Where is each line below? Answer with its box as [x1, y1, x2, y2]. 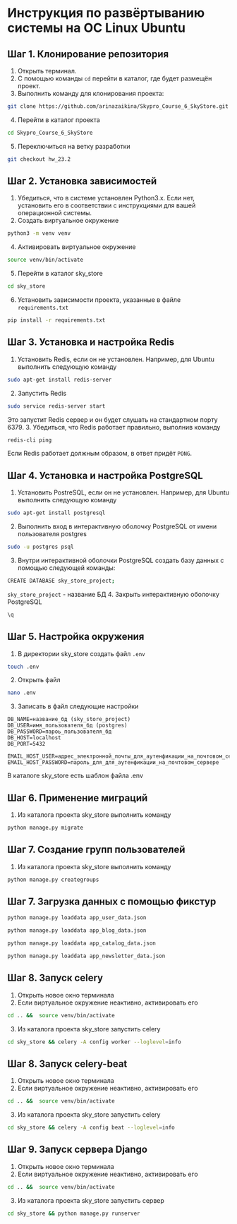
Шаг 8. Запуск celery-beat [7, 1058, 128, 1070]
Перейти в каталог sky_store [17, 269, 104, 278]
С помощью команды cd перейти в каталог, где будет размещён [17, 74, 212, 83]
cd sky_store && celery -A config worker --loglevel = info [7, 1038, 181, 1046]
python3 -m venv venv [7, 230, 71, 237]
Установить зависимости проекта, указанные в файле [17, 296, 181, 304]
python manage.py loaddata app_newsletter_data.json [7, 952, 166, 960]
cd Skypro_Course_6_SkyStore [7, 129, 93, 136]
